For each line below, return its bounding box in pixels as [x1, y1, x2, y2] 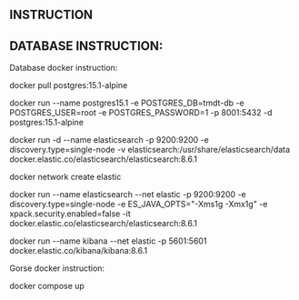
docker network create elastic [9, 172, 122, 183]
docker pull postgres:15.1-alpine [9, 80, 128, 91]
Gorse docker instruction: [9, 263, 105, 274]
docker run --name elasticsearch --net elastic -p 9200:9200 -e [9, 189, 247, 200]
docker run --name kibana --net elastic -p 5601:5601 [9, 235, 207, 246]
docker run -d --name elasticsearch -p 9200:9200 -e [9, 135, 209, 145]
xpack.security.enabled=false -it [9, 208, 132, 219]
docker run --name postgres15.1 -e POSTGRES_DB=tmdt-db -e [9, 97, 244, 108]
